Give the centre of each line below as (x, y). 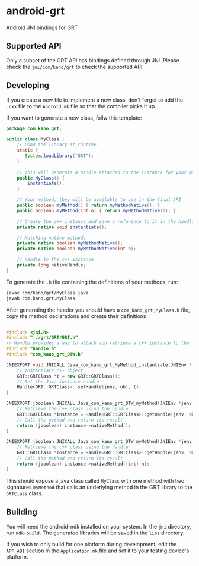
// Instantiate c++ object (50, 370)
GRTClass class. (25, 493)
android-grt (36, 11)
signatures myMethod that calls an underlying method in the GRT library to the (99, 487)
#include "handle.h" (32, 349)
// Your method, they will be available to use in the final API (99, 200)
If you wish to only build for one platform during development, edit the (92, 544)
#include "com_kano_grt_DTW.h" (45, 354)
